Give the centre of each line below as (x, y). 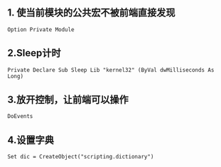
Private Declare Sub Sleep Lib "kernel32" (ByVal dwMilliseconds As (111, 70)
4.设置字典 (31, 140)
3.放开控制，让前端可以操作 (68, 100)
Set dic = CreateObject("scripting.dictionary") (81, 157)
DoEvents (20, 117)
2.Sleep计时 (34, 53)
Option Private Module (41, 29)
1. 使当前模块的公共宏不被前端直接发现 (91, 13)
